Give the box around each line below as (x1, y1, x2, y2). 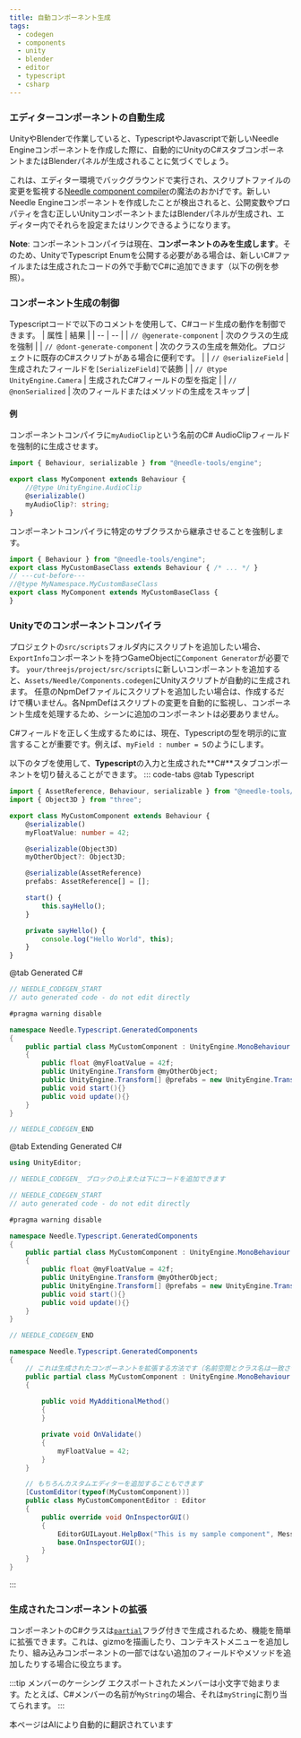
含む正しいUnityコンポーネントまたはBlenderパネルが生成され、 (39, 208, 278, 219)
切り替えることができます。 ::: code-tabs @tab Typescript (39, 769, 254, 780)
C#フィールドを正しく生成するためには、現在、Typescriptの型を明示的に (9, 728, 279, 739)
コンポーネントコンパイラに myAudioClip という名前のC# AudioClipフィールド (9, 429, 291, 440)
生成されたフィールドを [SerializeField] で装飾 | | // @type (9, 364, 228, 375)
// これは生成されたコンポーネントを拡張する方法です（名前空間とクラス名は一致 (25, 1363, 284, 1372)
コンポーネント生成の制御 (9, 297, 120, 309)
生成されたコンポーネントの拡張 (9, 1604, 148, 1616)
